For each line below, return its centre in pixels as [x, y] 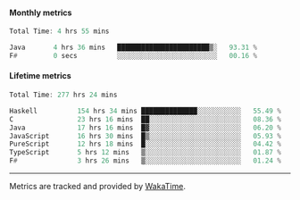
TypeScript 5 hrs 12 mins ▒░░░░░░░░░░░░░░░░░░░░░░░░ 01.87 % [145, 153]
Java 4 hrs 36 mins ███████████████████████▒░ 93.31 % [133, 48]
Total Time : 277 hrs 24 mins [63, 95]
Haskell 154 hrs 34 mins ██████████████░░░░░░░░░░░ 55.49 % [145, 111]
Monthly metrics [41, 12]
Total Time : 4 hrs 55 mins [59, 31]
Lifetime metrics [40, 76]
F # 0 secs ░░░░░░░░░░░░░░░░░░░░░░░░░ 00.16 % [133, 55]
